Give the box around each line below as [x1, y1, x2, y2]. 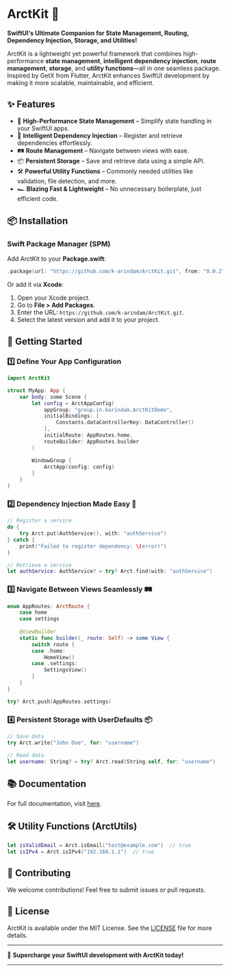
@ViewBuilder [19, 628, 57, 636]
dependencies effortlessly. [16, 139, 92, 147]
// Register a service [7, 518, 72, 524]
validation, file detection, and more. [16, 176, 117, 185]
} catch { [7, 536, 36, 543]
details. [7, 931, 28, 939]
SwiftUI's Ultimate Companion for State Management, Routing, [7, 29, 190, 37]
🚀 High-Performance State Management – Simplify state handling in [16, 117, 212, 125]
